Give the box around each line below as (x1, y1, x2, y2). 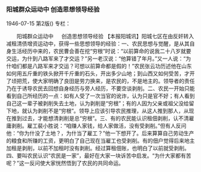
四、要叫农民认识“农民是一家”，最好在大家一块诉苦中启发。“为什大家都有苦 (6, 152, 191, 159)
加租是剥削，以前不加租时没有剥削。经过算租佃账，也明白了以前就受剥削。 (6, 145, 190, 152)
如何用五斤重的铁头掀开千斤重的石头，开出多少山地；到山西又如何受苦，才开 (6, 70, 195, 77)
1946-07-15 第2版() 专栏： (6, 20, 71, 27)
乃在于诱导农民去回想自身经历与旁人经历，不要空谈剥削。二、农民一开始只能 (6, 85, 195, 92)
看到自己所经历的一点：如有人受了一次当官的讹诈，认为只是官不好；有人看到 (6, 93, 195, 100)
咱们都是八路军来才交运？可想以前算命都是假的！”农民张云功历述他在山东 (11, 63, 193, 70)
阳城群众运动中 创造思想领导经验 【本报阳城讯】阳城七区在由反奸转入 (16, 33, 194, 40)
